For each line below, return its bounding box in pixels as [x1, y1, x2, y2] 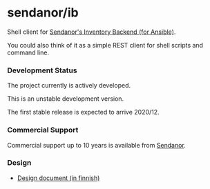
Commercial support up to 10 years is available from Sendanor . [7, 141, 187, 149]
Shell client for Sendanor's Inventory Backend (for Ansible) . [7, 28, 176, 36]
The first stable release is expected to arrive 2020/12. [7, 108, 160, 117]
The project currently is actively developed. [7, 81, 131, 90]
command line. [7, 48, 50, 57]
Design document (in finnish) [17, 174, 100, 182]
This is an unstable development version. [7, 94, 124, 103]
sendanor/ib [7, 5, 79, 21]
